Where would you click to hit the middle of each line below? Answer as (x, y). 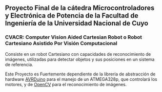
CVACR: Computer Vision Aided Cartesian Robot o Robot (74, 37)
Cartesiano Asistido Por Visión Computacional (61, 44)
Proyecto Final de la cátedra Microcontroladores (80, 8)
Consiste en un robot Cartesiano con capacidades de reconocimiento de (78, 54)
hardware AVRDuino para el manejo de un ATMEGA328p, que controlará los (81, 79)
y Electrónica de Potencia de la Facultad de (72, 16)
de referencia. (19, 64)
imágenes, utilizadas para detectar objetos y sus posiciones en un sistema (80, 59)
